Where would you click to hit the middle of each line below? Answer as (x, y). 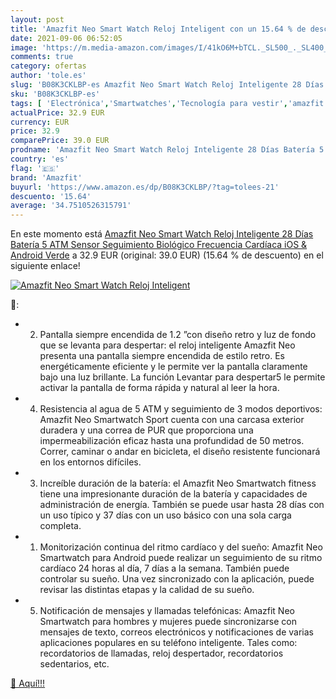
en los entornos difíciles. (90, 462)
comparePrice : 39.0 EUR (60, 141)
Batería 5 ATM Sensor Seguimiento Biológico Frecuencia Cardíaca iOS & (159, 245)
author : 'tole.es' (48, 76)
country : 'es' (40, 159)
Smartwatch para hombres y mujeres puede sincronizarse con (168, 622)
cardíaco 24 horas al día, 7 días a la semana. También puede (164, 568)
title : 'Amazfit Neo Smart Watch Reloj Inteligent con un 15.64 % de (158, 29)
